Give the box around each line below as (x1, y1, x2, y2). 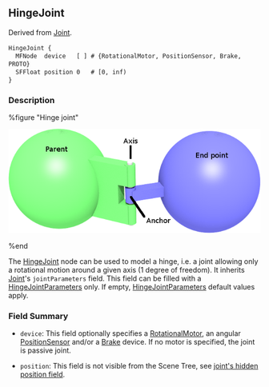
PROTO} (8, 60, 30, 68)
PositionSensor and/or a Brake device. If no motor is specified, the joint (19, 337, 255, 347)
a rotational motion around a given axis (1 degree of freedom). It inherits (8, 265, 246, 274)
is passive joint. (19, 345, 72, 355)
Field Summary (8, 310, 69, 321)
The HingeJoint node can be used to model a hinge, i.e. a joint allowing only (8, 257, 259, 266)
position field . (19, 369, 66, 379)
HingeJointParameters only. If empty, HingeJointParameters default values (8, 282, 255, 291)
